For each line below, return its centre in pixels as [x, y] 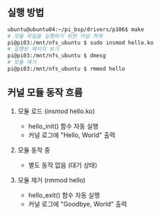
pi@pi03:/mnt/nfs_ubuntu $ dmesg [57, 56]
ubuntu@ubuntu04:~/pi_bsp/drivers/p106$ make [76, 29]
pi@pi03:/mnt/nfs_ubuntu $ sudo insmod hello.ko [80, 42]
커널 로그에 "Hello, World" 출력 [72, 135]
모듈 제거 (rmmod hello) [51, 180]
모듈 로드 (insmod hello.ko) [56, 111]
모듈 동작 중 [34, 150]
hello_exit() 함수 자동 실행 [64, 195]
